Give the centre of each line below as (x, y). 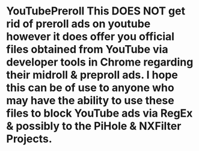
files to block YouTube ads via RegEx (99, 113)
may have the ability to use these (90, 101)
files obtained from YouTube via (87, 50)
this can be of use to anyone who (90, 88)
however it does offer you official (90, 37)
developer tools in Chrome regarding (100, 62)
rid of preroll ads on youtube (78, 24)
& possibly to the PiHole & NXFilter (94, 126)
